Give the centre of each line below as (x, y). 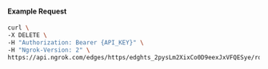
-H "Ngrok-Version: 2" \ (49, 50)
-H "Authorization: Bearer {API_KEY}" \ (76, 42)
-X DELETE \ (27, 36)
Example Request (37, 11)
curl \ (18, 28)
